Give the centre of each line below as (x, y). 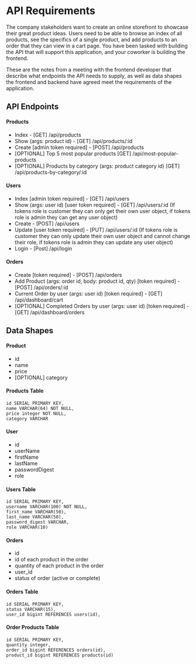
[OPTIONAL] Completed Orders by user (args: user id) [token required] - (102, 306)
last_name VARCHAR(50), (35, 517)
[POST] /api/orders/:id (41, 287)
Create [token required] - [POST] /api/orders (68, 275)
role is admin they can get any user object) (66, 217)
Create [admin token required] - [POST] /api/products (79, 147)
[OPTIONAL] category (41, 377)
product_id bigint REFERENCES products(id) (60, 655)
